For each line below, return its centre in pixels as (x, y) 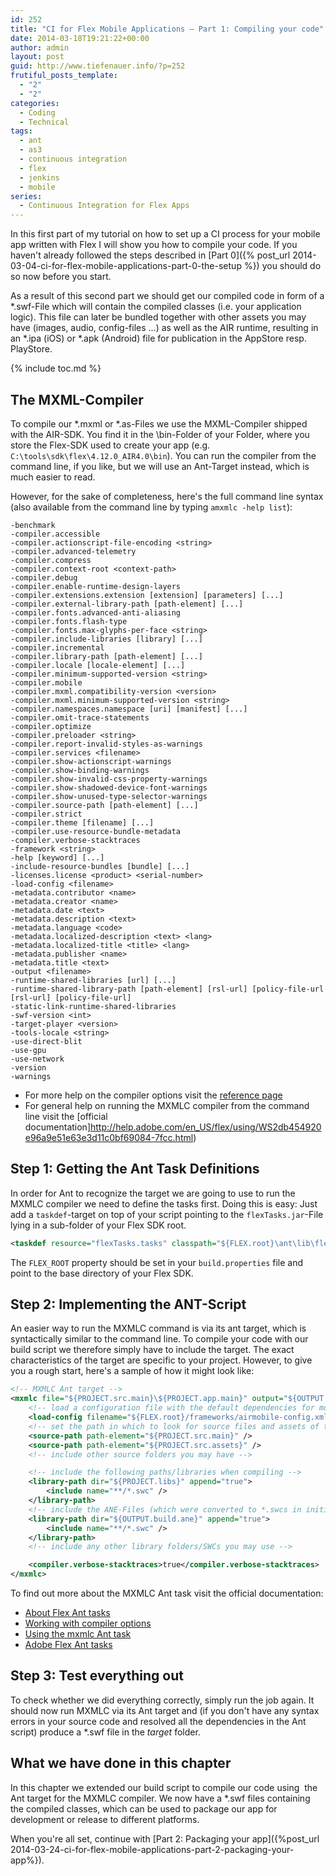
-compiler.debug (44, 577)
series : (26, 196)
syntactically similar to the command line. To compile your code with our (159, 1339)
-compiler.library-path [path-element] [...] (106, 656)
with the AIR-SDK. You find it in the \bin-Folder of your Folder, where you (160, 434)
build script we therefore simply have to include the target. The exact (152, 1350)
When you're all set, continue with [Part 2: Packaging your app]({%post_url (165, 1838)
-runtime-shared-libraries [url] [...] (93, 980)
